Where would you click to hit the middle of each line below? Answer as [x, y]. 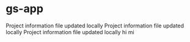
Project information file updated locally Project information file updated [95, 26]
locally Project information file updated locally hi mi [70, 32]
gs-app [25, 9]
